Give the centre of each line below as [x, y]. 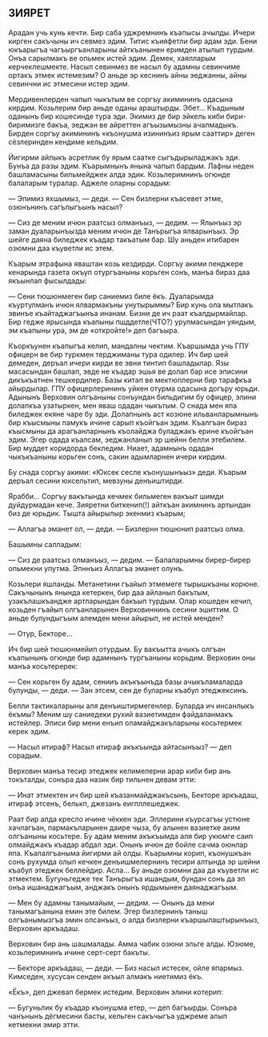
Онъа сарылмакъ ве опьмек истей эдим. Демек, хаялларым [112, 58]
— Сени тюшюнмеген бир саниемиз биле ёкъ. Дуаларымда [111, 296]
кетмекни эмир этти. [44, 1024]
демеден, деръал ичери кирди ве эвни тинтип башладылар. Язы [119, 363]
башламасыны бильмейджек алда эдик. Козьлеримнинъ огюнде [119, 174]
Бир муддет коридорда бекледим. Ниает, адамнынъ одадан [111, 448]
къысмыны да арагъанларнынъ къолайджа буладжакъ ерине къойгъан [131, 431]
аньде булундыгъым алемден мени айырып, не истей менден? [116, 618]
